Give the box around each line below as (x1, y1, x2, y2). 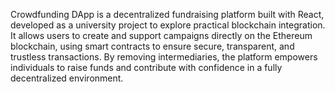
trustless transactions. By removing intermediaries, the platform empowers (10, 51, 318, 63)
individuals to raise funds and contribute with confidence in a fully (10, 62, 283, 73)
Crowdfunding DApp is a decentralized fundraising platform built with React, (10, 9, 325, 20)
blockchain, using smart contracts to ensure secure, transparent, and (10, 40, 295, 52)
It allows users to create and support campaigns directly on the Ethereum (10, 30, 313, 41)
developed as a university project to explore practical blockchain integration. (10, 19, 326, 31)
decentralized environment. (10, 72, 124, 84)
